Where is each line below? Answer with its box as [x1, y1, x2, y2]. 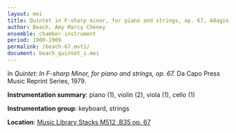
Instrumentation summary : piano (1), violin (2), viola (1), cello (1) [7, 90, 196, 99]
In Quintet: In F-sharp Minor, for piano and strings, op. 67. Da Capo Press [7, 69, 220, 78]
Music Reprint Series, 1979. [7, 76, 87, 85]
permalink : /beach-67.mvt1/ [7, 43, 90, 50]
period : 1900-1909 [7, 37, 61, 44]
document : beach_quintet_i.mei [7, 50, 100, 57]
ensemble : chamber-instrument [7, 30, 97, 37]
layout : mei [7, 10, 42, 18]
